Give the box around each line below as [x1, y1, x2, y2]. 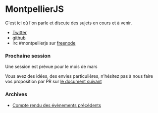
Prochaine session [5, 52, 51, 59]
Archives [5, 91, 28, 98]
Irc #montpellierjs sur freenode [12, 40, 76, 46]
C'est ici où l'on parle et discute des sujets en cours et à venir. [5, 20, 132, 26]
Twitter [12, 29, 27, 35]
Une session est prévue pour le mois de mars [5, 63, 98, 70]
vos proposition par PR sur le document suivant [5, 78, 102, 85]
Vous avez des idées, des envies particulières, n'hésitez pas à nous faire [5, 73, 154, 79]
